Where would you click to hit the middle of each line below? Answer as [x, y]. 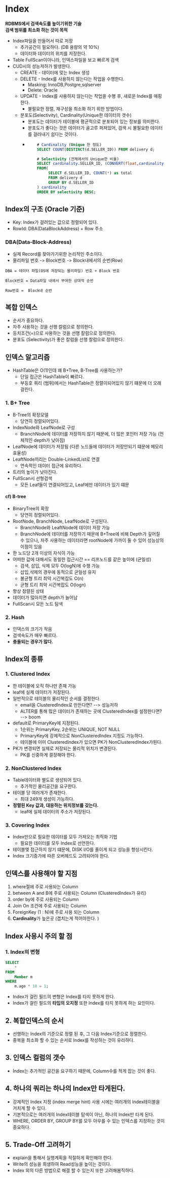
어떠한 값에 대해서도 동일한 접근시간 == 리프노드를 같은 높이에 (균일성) [82, 559]
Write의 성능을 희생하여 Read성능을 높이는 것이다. [62, 1164]
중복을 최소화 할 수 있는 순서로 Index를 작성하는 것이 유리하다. [74, 1040]
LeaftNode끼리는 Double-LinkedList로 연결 [56, 459]
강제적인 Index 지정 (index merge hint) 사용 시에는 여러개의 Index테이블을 [86, 1102]
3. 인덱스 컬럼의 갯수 [35, 1058]
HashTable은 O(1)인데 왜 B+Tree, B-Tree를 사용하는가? [68, 370]
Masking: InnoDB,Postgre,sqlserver [65, 84]
